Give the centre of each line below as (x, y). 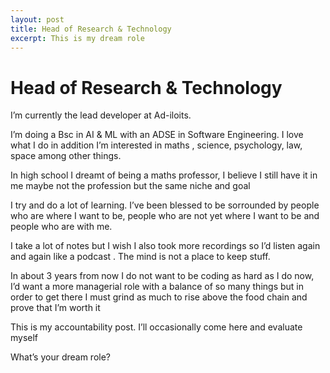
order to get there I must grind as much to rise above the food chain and (159, 297)
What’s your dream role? (61, 357)
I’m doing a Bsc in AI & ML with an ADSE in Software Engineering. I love (157, 135)
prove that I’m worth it (55, 308)
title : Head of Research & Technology (91, 29)
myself (24, 338)
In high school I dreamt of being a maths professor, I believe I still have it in (164, 175)
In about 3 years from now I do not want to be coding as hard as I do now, (162, 276)
